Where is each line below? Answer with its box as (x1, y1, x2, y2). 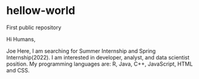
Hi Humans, (6, 35, 36, 43)
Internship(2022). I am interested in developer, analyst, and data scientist (6, 53, 190, 61)
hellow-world (6, 4, 75, 18)
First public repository (6, 24, 62, 31)
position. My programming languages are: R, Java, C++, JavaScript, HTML (6, 60, 193, 67)
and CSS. (6, 66, 30, 74)
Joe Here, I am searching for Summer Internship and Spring (6, 47, 156, 55)
